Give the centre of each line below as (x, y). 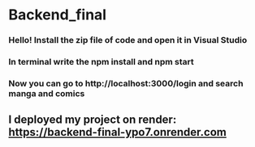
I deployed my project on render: (93, 120)
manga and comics (47, 93)
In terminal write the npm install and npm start (101, 62)
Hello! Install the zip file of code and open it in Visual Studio (128, 40)
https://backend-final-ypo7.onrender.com (118, 132)
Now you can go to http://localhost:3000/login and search (126, 83)
